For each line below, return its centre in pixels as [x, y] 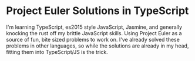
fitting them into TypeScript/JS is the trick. [57, 52]
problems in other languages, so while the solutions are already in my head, [97, 46]
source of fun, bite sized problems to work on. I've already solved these [93, 39]
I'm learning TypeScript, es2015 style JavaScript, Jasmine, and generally [94, 27]
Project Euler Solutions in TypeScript [97, 11]
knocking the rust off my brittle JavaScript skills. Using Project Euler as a [94, 33]
